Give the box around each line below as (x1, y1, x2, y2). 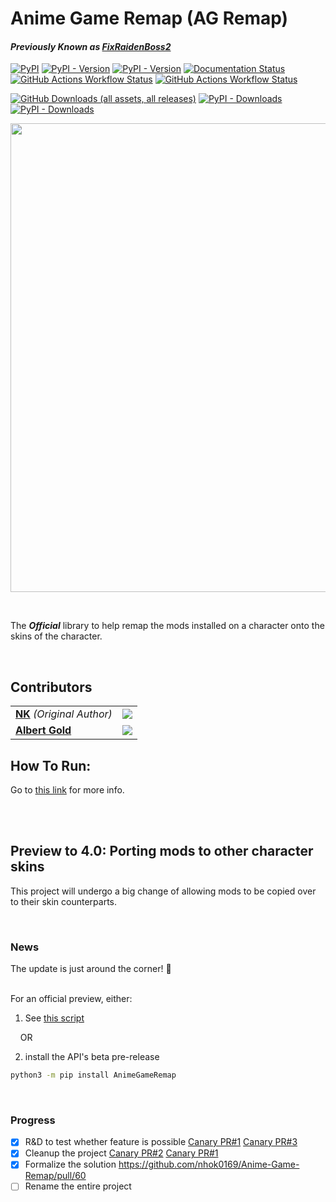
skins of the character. (10, 630, 103, 642)
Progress (10, 1113, 56, 1127)
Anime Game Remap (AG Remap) (10, 7, 289, 30)
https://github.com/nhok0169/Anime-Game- (118, 1158, 300, 1171)
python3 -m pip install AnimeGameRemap (10, 1070, 177, 1081)
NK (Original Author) (15, 707, 113, 721)
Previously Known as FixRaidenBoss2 (10, 40, 172, 52)
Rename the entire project (24, 1180, 132, 1192)
